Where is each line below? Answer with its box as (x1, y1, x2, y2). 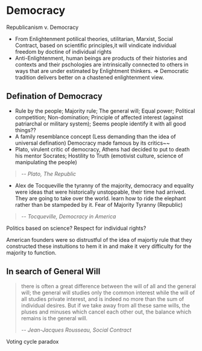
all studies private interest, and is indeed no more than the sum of (21, 295, 185, 302)
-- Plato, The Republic (21, 170, 77, 177)
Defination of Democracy (6, 91, 103, 101)
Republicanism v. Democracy (6, 24, 79, 31)
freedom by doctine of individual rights (14, 48, 112, 55)
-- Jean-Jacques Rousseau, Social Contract (21, 326, 131, 334)
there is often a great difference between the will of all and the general (21, 282, 196, 289)
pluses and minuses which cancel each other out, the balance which (21, 308, 192, 315)
